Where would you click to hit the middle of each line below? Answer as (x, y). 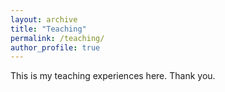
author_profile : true (55, 47)
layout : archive (44, 19)
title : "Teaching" (48, 29)
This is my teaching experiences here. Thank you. (113, 76)
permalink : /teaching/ (57, 38)
